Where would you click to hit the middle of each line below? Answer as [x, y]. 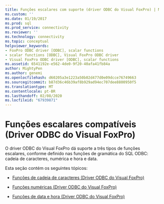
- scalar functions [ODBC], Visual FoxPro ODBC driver [62, 55]
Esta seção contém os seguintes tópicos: [46, 168]
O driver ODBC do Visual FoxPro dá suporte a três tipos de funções [73, 148]
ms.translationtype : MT [29, 87]
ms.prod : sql [18, 23]
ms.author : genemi [24, 73]
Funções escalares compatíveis [71, 124]
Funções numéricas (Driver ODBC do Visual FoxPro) [64, 187]
